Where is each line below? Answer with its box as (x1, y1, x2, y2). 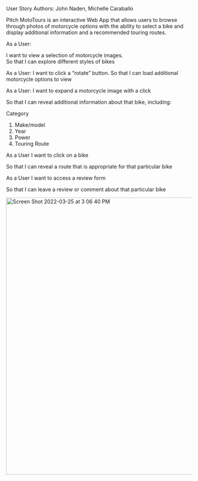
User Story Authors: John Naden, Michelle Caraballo (6, 5, 134, 12)
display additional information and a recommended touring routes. (6, 29, 167, 36)
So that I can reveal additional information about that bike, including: (6, 98, 172, 106)
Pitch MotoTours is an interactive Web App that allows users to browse (6, 17, 178, 23)
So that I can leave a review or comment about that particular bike (6, 186, 166, 193)
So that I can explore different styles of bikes (6, 58, 115, 65)
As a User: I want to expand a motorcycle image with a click (6, 87, 151, 94)
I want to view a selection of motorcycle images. (6, 52, 124, 58)
